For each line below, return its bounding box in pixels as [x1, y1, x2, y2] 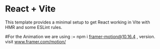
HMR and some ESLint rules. [5, 24, 62, 30]
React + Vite [5, 3, 56, 14]
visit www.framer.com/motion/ [5, 38, 66, 44]
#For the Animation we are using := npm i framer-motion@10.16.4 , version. [5, 34, 156, 39]
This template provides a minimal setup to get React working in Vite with [5, 19, 150, 25]
